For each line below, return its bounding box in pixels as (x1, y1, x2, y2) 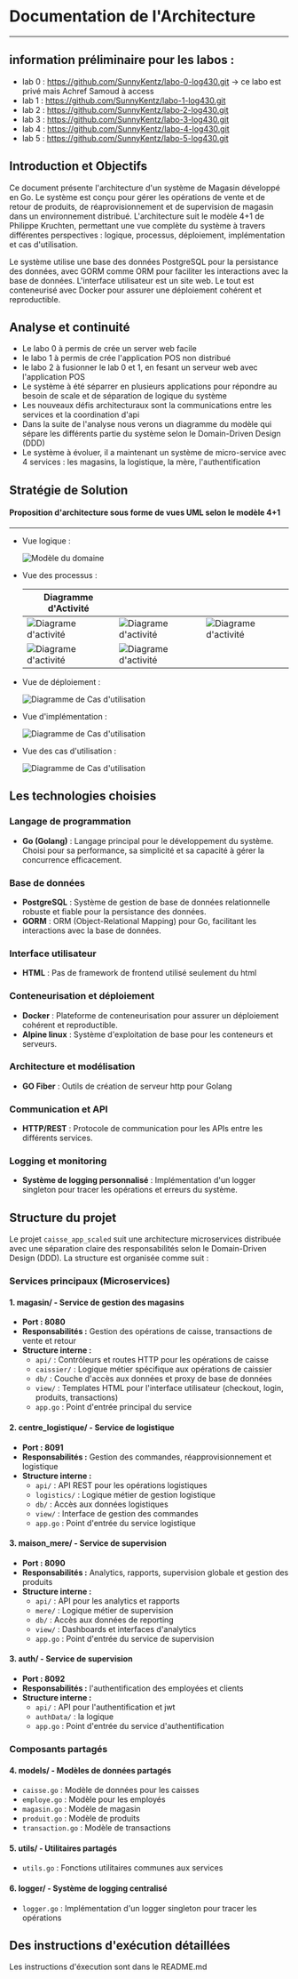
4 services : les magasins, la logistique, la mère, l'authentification (21, 456, 261, 468)
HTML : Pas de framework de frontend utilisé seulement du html (21, 968, 257, 978)
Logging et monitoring (9, 1154, 107, 1167)
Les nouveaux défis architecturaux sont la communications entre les (21, 400, 272, 411)
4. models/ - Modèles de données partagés (9, 1765, 172, 1775)
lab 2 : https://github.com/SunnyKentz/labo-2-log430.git (21, 104, 229, 115)
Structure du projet (9, 1210, 117, 1225)
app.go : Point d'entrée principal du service (35, 1402, 192, 1412)
